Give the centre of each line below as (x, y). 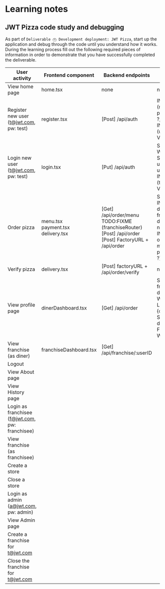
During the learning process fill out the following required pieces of (73, 49)
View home (20, 86)
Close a (16, 480)
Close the (19, 561)
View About (21, 372)
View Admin (21, 520)
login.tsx (51, 167)
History (16, 392)
